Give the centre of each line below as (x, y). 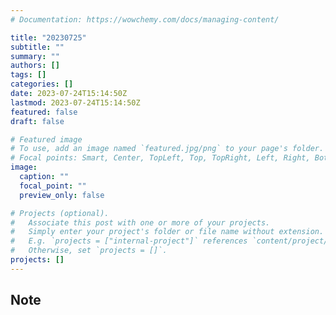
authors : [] (35, 66)
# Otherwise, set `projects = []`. (89, 251)
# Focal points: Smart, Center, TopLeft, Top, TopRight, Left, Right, (160, 158)
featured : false (44, 112)
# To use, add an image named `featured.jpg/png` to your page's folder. (167, 149)
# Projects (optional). (60, 213)
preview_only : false (62, 195)
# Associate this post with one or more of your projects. (140, 222)
